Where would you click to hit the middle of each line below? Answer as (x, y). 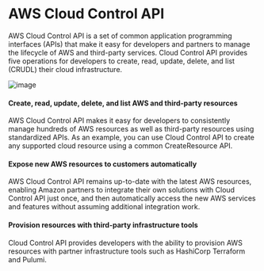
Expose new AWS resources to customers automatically (103, 164)
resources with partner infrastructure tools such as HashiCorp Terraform (127, 251)
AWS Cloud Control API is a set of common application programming (120, 36)
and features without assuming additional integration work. (104, 207)
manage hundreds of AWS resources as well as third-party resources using (131, 129)
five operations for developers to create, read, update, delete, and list (122, 61)
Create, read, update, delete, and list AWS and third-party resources (123, 103)
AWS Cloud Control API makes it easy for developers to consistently (119, 120)
